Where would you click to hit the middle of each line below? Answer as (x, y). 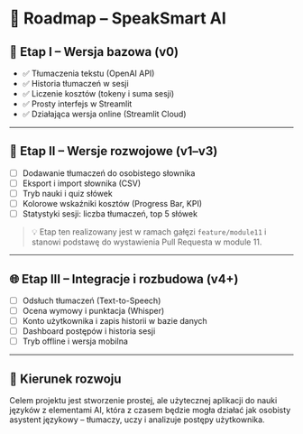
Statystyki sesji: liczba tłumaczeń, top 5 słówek (110, 214)
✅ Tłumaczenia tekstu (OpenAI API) (88, 73)
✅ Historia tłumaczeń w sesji (75, 83)
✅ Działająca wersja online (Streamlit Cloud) (104, 114)
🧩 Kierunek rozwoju (65, 379)
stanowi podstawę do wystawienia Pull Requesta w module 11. (147, 242)
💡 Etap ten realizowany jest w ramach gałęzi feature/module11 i (149, 232)
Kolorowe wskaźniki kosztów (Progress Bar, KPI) (112, 203)
